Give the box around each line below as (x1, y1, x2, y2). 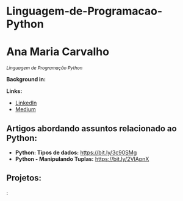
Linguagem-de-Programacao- (6, 4, 163, 18)
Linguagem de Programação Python (6, 65, 83, 71)
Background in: (6, 76, 46, 83)
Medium (15, 106, 37, 113)
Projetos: (6, 173, 41, 183)
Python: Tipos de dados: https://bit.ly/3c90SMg (15, 149, 137, 156)
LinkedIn (15, 99, 37, 107)
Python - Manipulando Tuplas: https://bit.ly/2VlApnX (15, 155, 149, 162)
